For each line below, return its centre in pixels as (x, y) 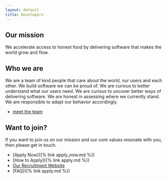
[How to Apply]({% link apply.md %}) (51, 160)
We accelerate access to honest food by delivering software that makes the (83, 47)
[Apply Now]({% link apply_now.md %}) (54, 155)
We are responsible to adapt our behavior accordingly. (62, 102)
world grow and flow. (27, 52)
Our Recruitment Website (38, 165)
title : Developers (24, 15)
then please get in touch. (31, 145)
